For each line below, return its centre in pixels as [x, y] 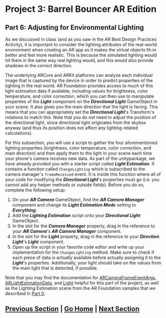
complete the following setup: [35, 190]
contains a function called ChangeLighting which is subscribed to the [75, 169]
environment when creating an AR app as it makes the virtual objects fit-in [81, 50]
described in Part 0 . [25, 293]
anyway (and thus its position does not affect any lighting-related [72, 128]
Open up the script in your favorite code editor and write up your [78, 247]
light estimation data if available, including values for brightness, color [77, 91]
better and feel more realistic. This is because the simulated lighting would [81, 55]
